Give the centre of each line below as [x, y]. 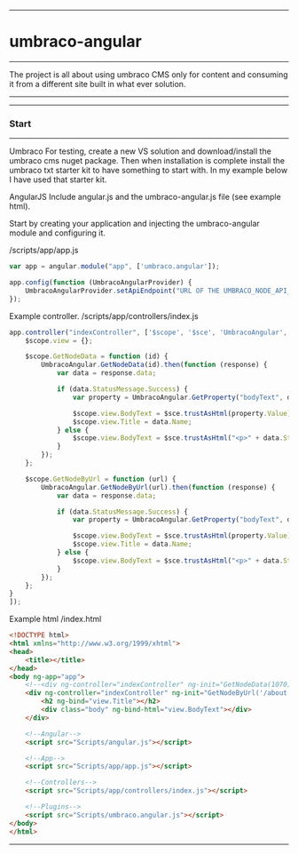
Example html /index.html [55, 619]
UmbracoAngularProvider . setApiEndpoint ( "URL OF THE [122, 291]
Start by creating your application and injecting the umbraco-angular [134, 224]
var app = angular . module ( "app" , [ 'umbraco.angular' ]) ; [114, 267]
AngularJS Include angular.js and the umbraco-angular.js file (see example [145, 197]
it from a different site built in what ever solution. [98, 84]
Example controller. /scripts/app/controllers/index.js [104, 315]
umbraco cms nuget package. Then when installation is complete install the [147, 161]
